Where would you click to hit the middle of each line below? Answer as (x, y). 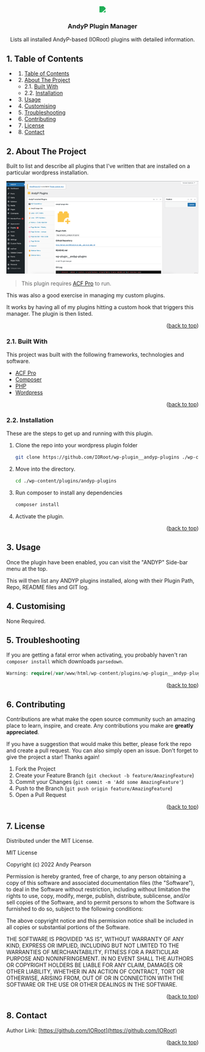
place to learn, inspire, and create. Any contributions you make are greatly (100, 726)
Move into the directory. (45, 469)
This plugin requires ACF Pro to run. (66, 283)
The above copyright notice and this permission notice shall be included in (100, 920)
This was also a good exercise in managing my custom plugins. (86, 295)
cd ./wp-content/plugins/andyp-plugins (66, 481)
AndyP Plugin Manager (103, 26)
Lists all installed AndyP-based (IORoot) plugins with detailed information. (103, 40)
